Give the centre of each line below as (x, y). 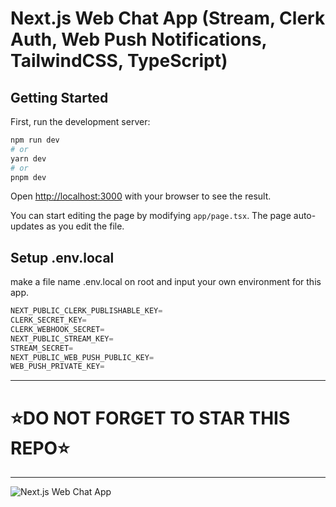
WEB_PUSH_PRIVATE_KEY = (57, 367)
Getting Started (59, 97)
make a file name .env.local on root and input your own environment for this (166, 282)
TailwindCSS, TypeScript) (119, 61)
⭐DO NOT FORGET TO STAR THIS (150, 418)
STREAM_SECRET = (42, 348)
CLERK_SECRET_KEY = (48, 320)
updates (27, 226)
